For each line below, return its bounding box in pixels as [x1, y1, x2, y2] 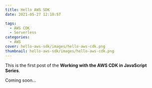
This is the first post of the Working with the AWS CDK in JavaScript [5, 62, 147, 68]
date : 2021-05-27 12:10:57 [5, 12, 61, 17]
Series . [5, 68, 20, 74]
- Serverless [9, 30, 37, 35]
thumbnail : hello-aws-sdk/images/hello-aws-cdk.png [5, 48, 114, 54]
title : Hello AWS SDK [5, 7, 50, 12]
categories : [5, 35, 30, 40]
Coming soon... [5, 77, 36, 83]
